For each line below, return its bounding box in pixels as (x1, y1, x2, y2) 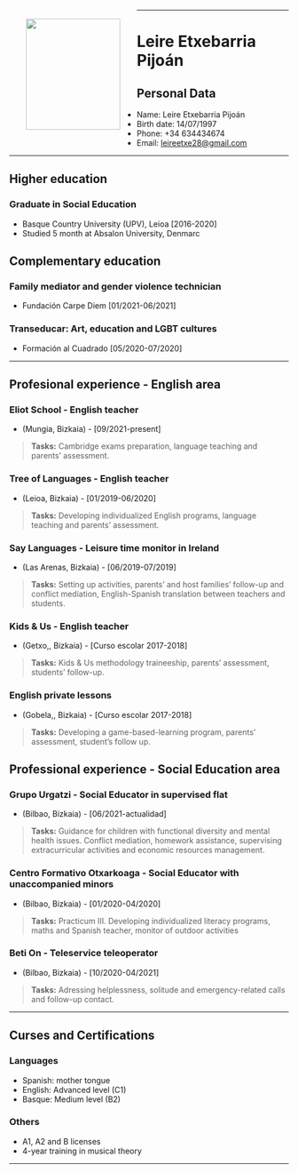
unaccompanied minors (9, 878, 114, 890)
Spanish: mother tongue (21, 1074, 111, 1085)
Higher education (9, 172, 108, 187)
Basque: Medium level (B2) (21, 1094, 122, 1105)
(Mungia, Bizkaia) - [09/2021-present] (21, 424, 161, 435)
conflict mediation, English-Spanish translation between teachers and (30, 588, 286, 599)
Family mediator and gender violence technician (9, 281, 222, 292)
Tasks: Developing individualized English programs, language (30, 510, 257, 521)
